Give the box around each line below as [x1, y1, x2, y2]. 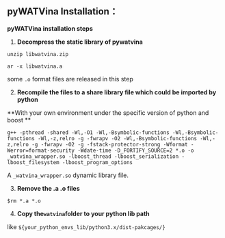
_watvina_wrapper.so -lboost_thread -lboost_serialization [7, 153, 179, 160]
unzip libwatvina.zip [7, 51, 69, 57]
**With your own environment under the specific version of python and [7, 108, 209, 117]
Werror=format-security [7, 147, 75, 154]
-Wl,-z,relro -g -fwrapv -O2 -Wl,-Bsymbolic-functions [37, 135, 197, 142]
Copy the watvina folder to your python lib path [16, 209, 150, 217]
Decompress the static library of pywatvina [16, 38, 144, 46]
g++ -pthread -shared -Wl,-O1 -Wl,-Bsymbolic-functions [7, 129, 170, 136]
